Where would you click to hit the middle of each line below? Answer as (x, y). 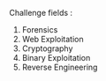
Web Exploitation (53, 39)
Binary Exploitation (56, 58)
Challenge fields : (41, 13)
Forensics (40, 29)
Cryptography (47, 48)
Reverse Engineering (60, 67)
